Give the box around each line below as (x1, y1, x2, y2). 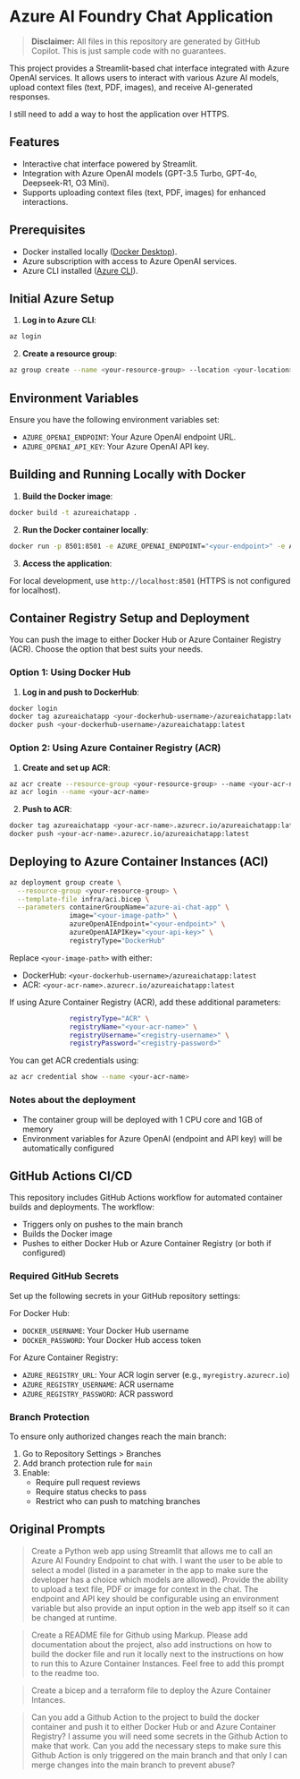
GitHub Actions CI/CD (9, 1168, 133, 1184)
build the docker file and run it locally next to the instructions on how (30, 1648, 284, 1659)
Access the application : (21, 558, 112, 569)
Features (9, 134, 60, 150)
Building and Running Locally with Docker (9, 467, 246, 483)
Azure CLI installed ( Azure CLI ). (21, 265, 138, 276)
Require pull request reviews (35, 1476, 141, 1487)
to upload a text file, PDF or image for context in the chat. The (30, 1583, 259, 1595)
